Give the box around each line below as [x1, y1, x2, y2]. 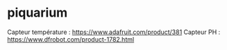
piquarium [7, 5, 68, 21]
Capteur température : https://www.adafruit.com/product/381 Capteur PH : [7, 28, 221, 36]
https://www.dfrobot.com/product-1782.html [7, 35, 135, 43]
